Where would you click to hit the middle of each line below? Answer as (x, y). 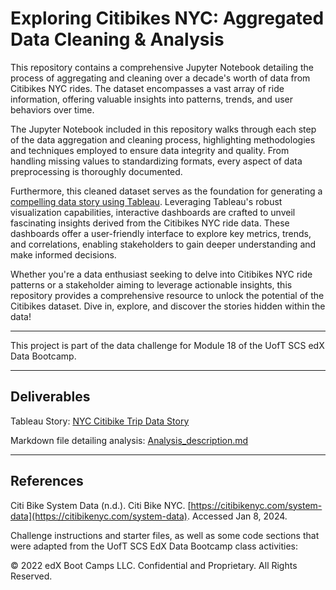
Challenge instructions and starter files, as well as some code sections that (165, 535)
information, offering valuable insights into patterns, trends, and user (151, 99)
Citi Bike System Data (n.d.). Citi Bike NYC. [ (101, 505)
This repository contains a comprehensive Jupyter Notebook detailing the (162, 67)
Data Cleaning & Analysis (117, 39)
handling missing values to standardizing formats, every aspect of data (156, 161)
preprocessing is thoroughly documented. (96, 171)
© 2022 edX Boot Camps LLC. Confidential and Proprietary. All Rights (154, 565)
